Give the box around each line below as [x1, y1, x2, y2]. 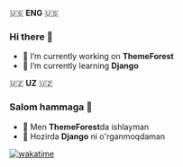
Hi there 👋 [9, 31, 54, 43]
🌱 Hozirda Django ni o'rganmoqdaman [22, 130, 165, 142]
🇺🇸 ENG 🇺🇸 [9, 8, 59, 18]
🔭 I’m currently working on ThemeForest [22, 51, 174, 62]
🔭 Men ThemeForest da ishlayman [22, 121, 150, 132]
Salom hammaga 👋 [9, 101, 93, 113]
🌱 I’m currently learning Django [22, 60, 140, 71]
